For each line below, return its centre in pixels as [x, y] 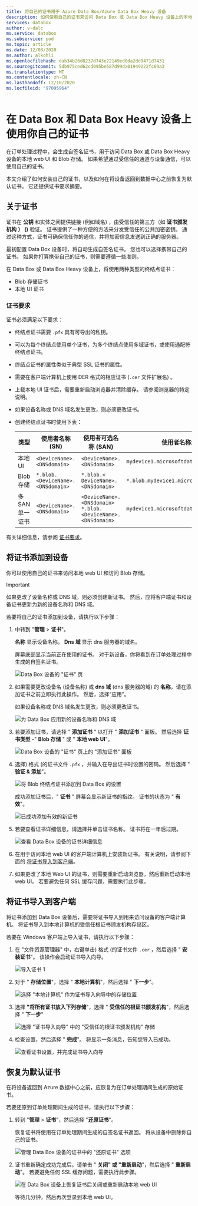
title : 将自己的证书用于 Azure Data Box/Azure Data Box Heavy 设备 [86, 11]
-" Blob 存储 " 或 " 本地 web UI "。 [72, 739]
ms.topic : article [29, 45]
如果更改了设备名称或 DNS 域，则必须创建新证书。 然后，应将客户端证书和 [96, 597]
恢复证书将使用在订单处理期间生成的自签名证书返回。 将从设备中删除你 [100, 1132]
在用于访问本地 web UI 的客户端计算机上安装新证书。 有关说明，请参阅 [100, 854]
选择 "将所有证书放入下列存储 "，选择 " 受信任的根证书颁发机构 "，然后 [99, 1007]
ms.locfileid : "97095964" [38, 88]
